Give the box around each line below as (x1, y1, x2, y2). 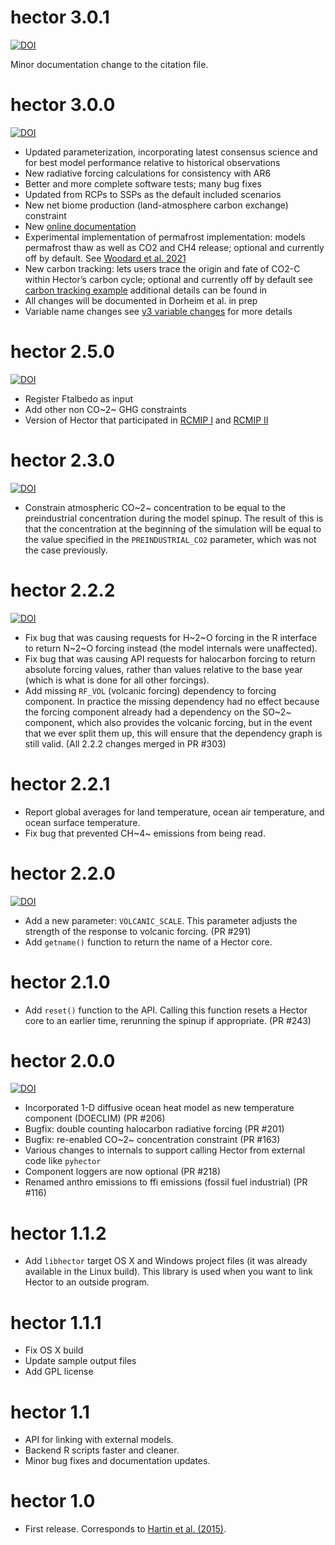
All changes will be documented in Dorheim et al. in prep (24, 294, 258, 306)
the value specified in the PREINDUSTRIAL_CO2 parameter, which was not (24, 533, 317, 545)
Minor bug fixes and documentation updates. (24, 1455, 211, 1467)
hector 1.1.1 (10, 1311, 102, 1334)
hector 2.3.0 (10, 449, 116, 471)
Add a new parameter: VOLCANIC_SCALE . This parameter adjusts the (24, 914, 298, 926)
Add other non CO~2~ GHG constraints (24, 403, 187, 415)
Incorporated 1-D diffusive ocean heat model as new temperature (24, 1102, 295, 1114)
